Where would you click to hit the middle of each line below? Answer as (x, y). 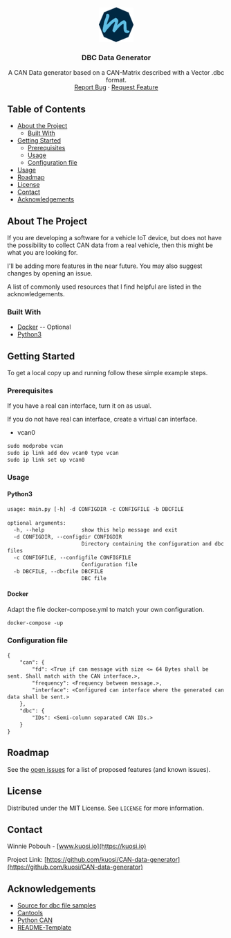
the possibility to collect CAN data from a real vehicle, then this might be (110, 245)
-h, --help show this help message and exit (95, 530)
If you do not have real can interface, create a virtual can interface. (102, 420)
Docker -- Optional (44, 327)
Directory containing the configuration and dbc (153, 544)
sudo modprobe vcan (35, 447)
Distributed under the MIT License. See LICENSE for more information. (105, 808)
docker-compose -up (35, 623)
